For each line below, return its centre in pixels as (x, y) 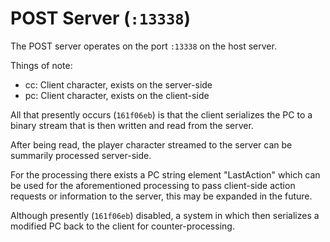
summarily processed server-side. (81, 155)
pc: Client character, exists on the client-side (117, 95)
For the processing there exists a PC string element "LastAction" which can (165, 174)
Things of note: (41, 65)
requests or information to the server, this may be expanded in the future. (161, 196)
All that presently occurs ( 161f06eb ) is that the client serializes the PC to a (161, 114)
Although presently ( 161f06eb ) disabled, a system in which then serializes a (165, 215)
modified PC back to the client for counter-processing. (122, 226)
